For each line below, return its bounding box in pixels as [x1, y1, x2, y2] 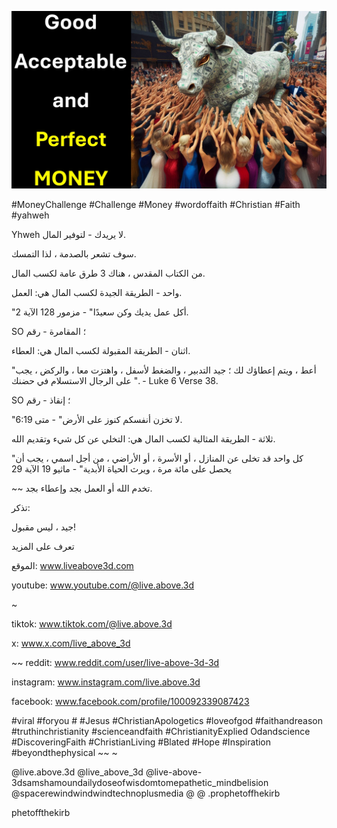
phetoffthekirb [11, 806, 71, 818]
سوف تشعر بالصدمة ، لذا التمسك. [11, 247, 137, 260]
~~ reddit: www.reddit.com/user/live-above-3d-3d [11, 656, 220, 668]
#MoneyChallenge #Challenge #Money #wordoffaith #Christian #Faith [11, 198, 301, 210]
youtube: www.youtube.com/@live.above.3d [11, 579, 195, 591]
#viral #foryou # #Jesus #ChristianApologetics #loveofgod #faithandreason [11, 714, 323, 726]
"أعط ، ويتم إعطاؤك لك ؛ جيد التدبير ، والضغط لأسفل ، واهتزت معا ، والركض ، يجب [11, 364, 317, 376]
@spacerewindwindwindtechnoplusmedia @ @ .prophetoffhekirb [11, 787, 281, 799]
